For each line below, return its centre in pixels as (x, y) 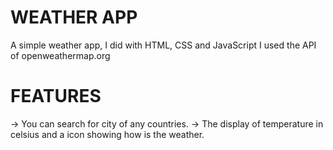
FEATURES (56, 96)
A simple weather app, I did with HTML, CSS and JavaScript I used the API (163, 45)
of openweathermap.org (60, 55)
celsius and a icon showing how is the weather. (107, 134)
